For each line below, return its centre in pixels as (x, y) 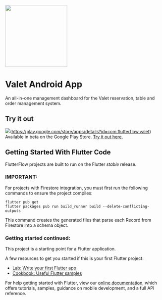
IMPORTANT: (21, 177)
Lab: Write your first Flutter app (44, 268)
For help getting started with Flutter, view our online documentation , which (81, 283)
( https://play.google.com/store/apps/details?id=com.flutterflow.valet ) (81, 131)
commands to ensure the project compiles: (49, 193)
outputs (13, 211)
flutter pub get (22, 202)
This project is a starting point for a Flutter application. (60, 249)
